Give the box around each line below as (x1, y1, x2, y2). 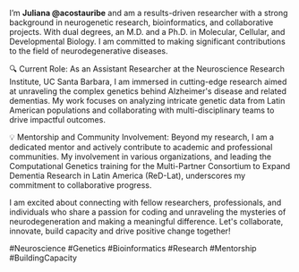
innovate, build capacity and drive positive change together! (9, 225, 231, 236)
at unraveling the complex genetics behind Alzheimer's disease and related (9, 86, 286, 97)
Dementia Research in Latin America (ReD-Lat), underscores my (9, 170, 246, 181)
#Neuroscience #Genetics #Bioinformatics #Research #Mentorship (9, 243, 257, 253)
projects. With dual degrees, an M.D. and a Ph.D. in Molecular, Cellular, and (9, 27, 286, 37)
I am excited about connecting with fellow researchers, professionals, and (9, 197, 282, 208)
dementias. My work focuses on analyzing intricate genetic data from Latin (9, 96, 286, 106)
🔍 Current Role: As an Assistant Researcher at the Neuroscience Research (9, 64, 285, 74)
